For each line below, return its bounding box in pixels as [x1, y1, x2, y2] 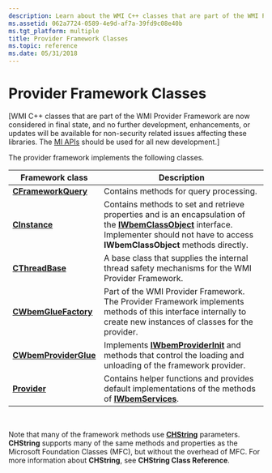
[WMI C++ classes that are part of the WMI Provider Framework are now [8, 111, 250, 121]
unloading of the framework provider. [104, 360, 246, 371]
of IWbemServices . [104, 393, 180, 404]
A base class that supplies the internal [104, 252, 249, 263]
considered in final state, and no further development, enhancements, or [8, 119, 251, 130]
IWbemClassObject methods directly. [104, 239, 249, 250]
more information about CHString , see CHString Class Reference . [8, 455, 231, 465]
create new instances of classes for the [104, 316, 253, 327]
